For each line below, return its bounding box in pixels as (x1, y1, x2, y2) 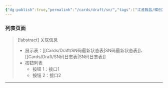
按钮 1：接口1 (32, 66, 59, 72)
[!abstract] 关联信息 (17, 37, 58, 43)
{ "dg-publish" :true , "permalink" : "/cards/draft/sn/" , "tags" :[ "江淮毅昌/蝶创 (5, 7, 162, 12)
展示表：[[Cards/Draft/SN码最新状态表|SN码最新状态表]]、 (24, 47, 145, 53)
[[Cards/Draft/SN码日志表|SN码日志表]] (24, 53, 106, 60)
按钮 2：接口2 (32, 72, 61, 78)
